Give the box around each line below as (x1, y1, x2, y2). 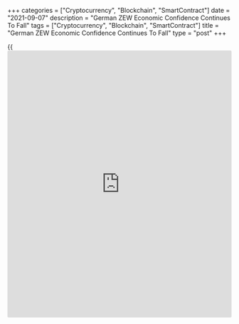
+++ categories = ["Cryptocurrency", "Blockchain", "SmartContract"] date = (7, 6, 230, 14)
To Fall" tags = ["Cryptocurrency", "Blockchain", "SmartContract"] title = (7, 21, 219, 29)
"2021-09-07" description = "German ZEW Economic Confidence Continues (7, 14, 231, 22)
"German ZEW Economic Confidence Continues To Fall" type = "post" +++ (7, 28, 227, 37)
